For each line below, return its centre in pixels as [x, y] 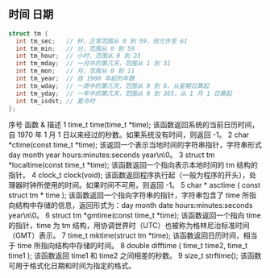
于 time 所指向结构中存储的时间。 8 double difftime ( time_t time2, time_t [128, 246]
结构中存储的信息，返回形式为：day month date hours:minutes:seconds [134, 205]
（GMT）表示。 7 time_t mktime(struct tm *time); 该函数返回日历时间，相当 [133, 235]
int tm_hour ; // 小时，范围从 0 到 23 [78, 56]
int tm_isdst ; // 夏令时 [55, 101]
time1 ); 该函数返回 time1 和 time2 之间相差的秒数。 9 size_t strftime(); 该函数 [135, 255]
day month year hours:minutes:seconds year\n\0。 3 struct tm [112, 155]
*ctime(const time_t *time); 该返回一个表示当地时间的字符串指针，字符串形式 [135, 145]
